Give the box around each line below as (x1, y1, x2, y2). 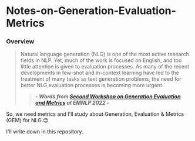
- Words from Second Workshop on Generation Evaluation (35, 93, 181, 100)
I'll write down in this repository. (6, 128, 83, 135)
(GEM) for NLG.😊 (6, 117, 49, 124)
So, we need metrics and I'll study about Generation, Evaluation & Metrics (6, 111, 184, 118)
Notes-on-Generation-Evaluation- (6, 4, 176, 18)
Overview (6, 37, 35, 46)
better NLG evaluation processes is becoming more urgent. (20, 82, 164, 89)
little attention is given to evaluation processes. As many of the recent (20, 63, 190, 70)
